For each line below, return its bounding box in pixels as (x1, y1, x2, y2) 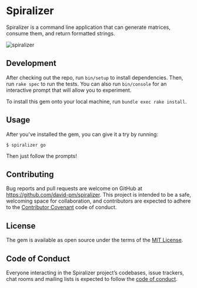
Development (6, 58, 57, 68)
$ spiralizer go (6, 142, 46, 148)
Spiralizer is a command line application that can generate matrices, (6, 24, 171, 31)
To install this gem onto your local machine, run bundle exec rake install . (6, 98, 187, 105)
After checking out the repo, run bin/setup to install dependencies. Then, (6, 74, 183, 81)
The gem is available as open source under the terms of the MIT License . (6, 237, 183, 244)
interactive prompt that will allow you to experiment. (6, 87, 132, 94)
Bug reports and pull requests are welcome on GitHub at (6, 185, 143, 192)
